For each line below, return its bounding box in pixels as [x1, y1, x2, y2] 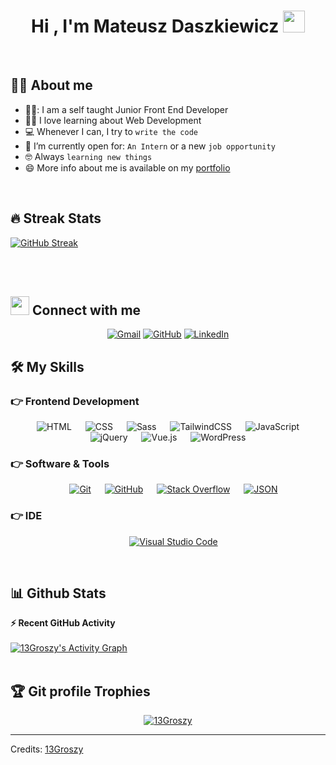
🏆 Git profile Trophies [10, 683, 151, 700]
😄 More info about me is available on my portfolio [24, 161, 231, 174]
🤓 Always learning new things [24, 150, 153, 162]
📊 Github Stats [10, 585, 107, 602]
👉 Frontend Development [10, 394, 140, 408]
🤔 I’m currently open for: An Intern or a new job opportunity [24, 140, 276, 152]
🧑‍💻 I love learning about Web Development [24, 114, 202, 126]
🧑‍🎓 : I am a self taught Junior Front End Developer [24, 103, 229, 115]
